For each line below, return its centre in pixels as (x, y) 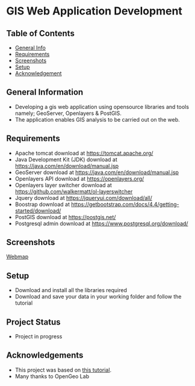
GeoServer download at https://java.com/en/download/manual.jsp (97, 172)
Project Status (34, 322)
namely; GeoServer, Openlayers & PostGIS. (68, 113)
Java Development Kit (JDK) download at (66, 159)
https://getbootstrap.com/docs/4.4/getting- (125, 204)
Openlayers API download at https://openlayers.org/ (79, 178)
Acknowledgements (45, 356)
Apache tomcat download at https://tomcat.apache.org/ (84, 153)
